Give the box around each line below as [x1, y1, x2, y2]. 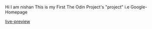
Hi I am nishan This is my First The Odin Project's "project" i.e [5, 4, 130, 10]
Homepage [5, 9, 28, 15]
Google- [130, 4, 148, 10]
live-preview [5, 19, 30, 24]
